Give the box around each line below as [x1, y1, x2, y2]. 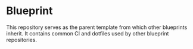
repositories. [6, 36, 38, 43]
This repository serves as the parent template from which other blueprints [6, 24, 188, 31]
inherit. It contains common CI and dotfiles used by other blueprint [6, 30, 169, 37]
